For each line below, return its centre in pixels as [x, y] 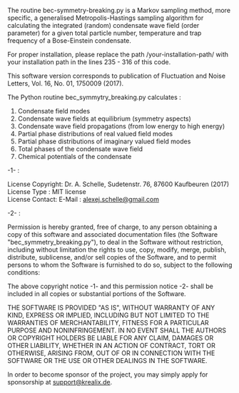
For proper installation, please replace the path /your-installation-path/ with [118, 54]
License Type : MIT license [47, 192]
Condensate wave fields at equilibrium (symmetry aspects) [104, 118]
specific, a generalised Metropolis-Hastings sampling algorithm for [106, 18]
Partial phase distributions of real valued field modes [95, 134]
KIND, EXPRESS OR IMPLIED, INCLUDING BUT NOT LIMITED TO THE [108, 315]
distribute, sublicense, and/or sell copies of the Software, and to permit [112, 257]
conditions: [24, 272]
